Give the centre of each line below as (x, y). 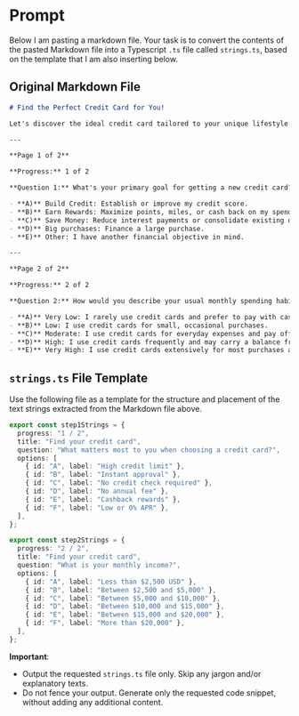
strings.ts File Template (79, 378)
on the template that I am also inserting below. (93, 59)
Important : (29, 656)
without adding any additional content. (92, 702)
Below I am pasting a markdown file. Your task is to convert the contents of (147, 40)
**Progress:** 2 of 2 (49, 286)
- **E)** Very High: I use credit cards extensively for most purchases (147, 350)
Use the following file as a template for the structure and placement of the (145, 399)
